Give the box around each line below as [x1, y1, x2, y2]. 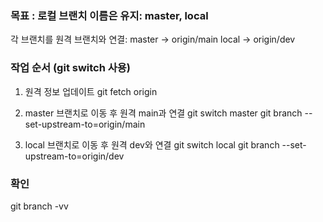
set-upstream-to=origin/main [24, 118, 146, 130]
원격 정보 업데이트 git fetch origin [24, 85, 158, 97]
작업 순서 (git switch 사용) [10, 61, 132, 75]
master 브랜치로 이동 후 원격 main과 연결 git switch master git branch [24, 107, 303, 119]
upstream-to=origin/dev [24, 150, 125, 162]
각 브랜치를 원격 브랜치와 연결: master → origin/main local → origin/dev [10, 33, 296, 46]
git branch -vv [10, 200, 69, 212]
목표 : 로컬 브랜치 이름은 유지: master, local [10, 8, 209, 22]
